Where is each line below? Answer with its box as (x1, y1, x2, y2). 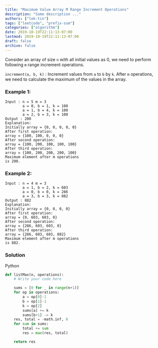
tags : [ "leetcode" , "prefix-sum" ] (5, 20, 75, 26)
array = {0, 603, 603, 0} (5, 215, 57, 220)
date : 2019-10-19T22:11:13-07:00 (5, 30, 73, 34)
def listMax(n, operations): (5, 272, 64, 277)
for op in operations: (14, 290, 60, 295)
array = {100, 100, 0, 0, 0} (5, 133, 64, 138)
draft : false (5, 39, 32, 44)
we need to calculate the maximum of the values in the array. (5, 76, 127, 82)
